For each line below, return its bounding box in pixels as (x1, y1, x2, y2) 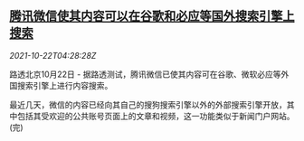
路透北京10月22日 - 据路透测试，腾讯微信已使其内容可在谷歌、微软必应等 (9, 69, 281, 80)
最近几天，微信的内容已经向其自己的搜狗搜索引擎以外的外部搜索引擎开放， (9, 99, 287, 110)
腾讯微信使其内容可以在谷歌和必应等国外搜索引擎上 (9, 8, 295, 24)
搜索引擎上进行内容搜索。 (16, 80, 113, 90)
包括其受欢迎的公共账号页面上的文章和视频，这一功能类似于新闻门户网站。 (16, 110, 295, 121)
